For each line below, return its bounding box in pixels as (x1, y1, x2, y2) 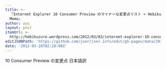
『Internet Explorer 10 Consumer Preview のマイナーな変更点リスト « (9, 12, 146, 17)
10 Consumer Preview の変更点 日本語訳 (5, 57, 87, 64)
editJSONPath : (5, 39, 35, 44)
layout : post (5, 25, 32, 30)
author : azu (5, 21, 30, 26)
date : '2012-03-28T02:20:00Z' (5, 44, 68, 48)
